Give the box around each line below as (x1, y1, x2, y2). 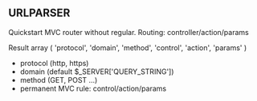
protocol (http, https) (19, 58, 89, 68)
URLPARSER (8, 6, 71, 20)
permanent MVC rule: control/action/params (19, 84, 167, 93)
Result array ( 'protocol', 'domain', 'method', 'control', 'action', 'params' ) (8, 43, 247, 52)
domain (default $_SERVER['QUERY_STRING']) (19, 67, 174, 76)
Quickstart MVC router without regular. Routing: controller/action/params (8, 27, 249, 37)
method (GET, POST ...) (19, 75, 98, 84)
